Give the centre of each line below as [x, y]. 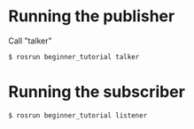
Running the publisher [92, 16]
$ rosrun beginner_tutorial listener [78, 115]
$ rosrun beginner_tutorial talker [74, 57]
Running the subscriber [97, 92]
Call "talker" [30, 41]
